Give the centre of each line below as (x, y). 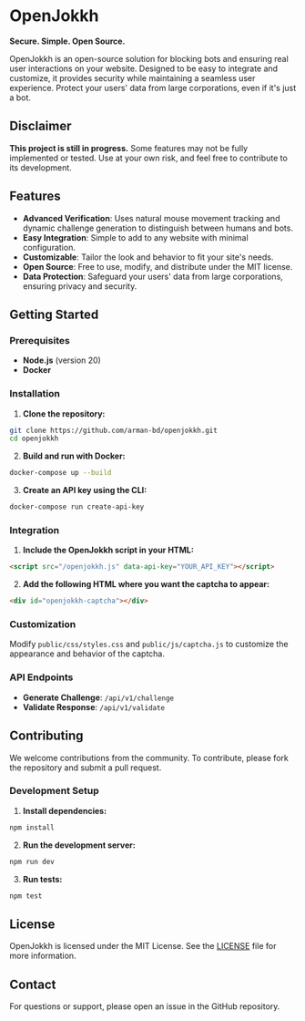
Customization (43, 624)
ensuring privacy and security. (80, 286)
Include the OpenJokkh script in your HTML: (108, 550)
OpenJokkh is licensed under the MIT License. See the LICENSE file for (143, 946)
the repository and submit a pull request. (86, 768)
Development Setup (54, 791)
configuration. (49, 247)
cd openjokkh (34, 438)
